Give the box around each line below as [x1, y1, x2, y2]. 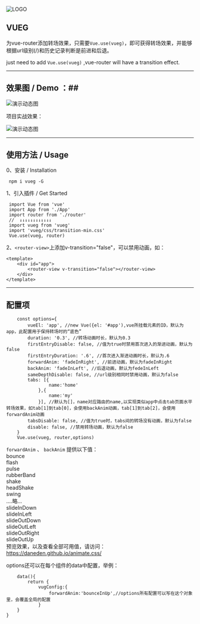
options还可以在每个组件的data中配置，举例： [6, 562, 119, 569]
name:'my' [48, 393, 73, 399]
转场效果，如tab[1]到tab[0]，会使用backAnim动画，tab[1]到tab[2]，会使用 [6, 405, 176, 412]
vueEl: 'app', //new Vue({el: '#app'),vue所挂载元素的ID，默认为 [27, 322, 184, 328]
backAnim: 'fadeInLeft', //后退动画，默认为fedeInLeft [27, 366, 160, 372]
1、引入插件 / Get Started [6, 190, 67, 197]
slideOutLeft [6, 523, 36, 531]
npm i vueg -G [8, 178, 44, 184]
